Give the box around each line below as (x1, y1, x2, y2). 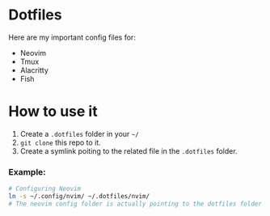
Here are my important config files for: (8, 32, 136, 42)
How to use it (8, 103, 99, 121)
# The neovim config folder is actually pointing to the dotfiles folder (8, 200, 263, 208)
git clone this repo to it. (19, 138, 101, 147)
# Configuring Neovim (8, 184, 82, 193)
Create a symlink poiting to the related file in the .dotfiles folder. (19, 146, 238, 155)
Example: (8, 166, 46, 177)
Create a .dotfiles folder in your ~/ (19, 129, 139, 138)
